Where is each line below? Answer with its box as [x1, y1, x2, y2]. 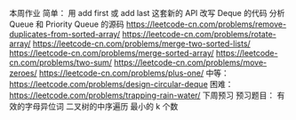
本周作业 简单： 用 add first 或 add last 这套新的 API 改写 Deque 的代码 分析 [9, 8, 285, 18]
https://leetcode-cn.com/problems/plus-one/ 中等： [38, 68, 229, 78]
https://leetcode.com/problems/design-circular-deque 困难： [9, 79, 234, 89]
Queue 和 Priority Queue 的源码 [9, 19, 124, 29]
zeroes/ [9, 68, 37, 78]
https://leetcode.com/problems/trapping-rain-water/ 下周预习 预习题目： [9, 90, 276, 100]
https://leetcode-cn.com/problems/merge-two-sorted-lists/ [32, 38, 251, 49]
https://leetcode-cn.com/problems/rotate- [122, 29, 277, 39]
